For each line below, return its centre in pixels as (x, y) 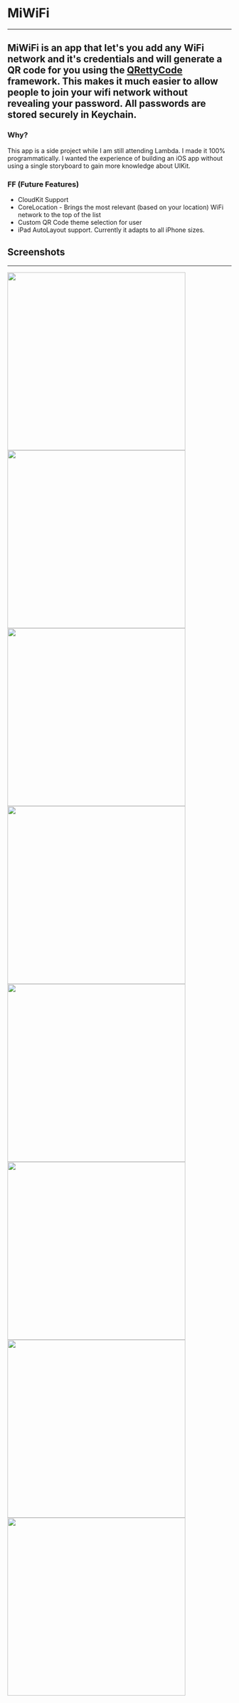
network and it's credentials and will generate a (115, 59)
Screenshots (36, 252)
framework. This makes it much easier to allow (113, 81)
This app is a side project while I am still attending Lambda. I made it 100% (117, 150)
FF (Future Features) (43, 184)
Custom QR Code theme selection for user (80, 222)
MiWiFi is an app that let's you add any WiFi (106, 48)
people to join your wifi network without (98, 93)
